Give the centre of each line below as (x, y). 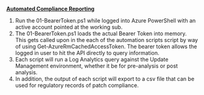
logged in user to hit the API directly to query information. (87, 53)
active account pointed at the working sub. (69, 27)
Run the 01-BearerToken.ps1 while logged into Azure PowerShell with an (105, 20)
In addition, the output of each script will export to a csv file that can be (105, 79)
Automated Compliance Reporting (51, 9)
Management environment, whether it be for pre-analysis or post (97, 66)
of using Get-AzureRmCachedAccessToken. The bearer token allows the (106, 46)
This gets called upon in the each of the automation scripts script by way (107, 40)
